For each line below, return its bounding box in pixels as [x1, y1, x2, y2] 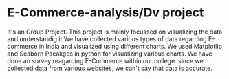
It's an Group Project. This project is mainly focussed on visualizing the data [7, 27, 223, 36]
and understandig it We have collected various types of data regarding [7, 34, 208, 43]
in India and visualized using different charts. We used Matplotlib [39, 42, 222, 50]
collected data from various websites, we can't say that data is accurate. [7, 64, 213, 72]
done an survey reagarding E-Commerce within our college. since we [7, 56, 204, 65]
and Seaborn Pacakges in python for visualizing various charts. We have [7, 49, 212, 58]
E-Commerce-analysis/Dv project [7, 5, 204, 21]
